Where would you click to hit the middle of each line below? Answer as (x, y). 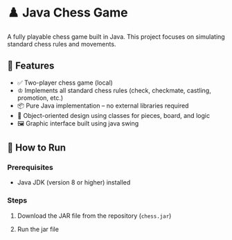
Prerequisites (30, 168)
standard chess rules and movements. (62, 44)
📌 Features (31, 66)
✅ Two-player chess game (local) (65, 83)
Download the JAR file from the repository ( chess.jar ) (94, 216)
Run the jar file (38, 229)
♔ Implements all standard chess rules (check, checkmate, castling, (114, 90)
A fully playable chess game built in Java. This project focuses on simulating (116, 36)
